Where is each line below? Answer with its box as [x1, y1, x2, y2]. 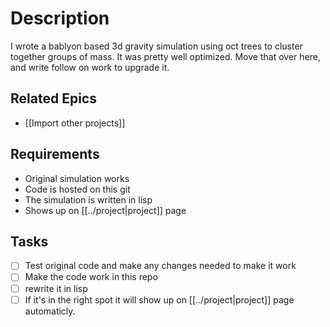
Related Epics [10, 90, 97, 107]
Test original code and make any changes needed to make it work [24, 260, 297, 272]
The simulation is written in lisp [24, 193, 153, 206]
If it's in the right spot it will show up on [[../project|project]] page [24, 293, 295, 306]
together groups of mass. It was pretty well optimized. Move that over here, [10, 50, 321, 62]
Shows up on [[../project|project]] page [24, 204, 187, 216]
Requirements [10, 146, 100, 163]
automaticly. [24, 305, 76, 317]
